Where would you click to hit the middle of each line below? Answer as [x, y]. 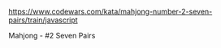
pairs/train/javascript [43, 20]
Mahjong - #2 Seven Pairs [52, 36]
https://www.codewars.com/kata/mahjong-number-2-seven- [110, 12]
